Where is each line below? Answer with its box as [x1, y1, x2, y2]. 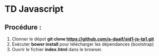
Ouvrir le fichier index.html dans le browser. [11, 47, 103, 52]
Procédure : [4, 23, 42, 31]
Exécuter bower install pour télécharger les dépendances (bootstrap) [11, 41, 154, 47]
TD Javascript [4, 3, 64, 15]
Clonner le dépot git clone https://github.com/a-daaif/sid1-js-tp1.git [11, 36, 154, 42]
